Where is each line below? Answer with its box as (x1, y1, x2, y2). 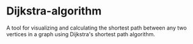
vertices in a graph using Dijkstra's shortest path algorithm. (6, 30, 156, 37)
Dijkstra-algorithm (6, 4, 102, 18)
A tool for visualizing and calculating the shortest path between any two (6, 24, 188, 31)
